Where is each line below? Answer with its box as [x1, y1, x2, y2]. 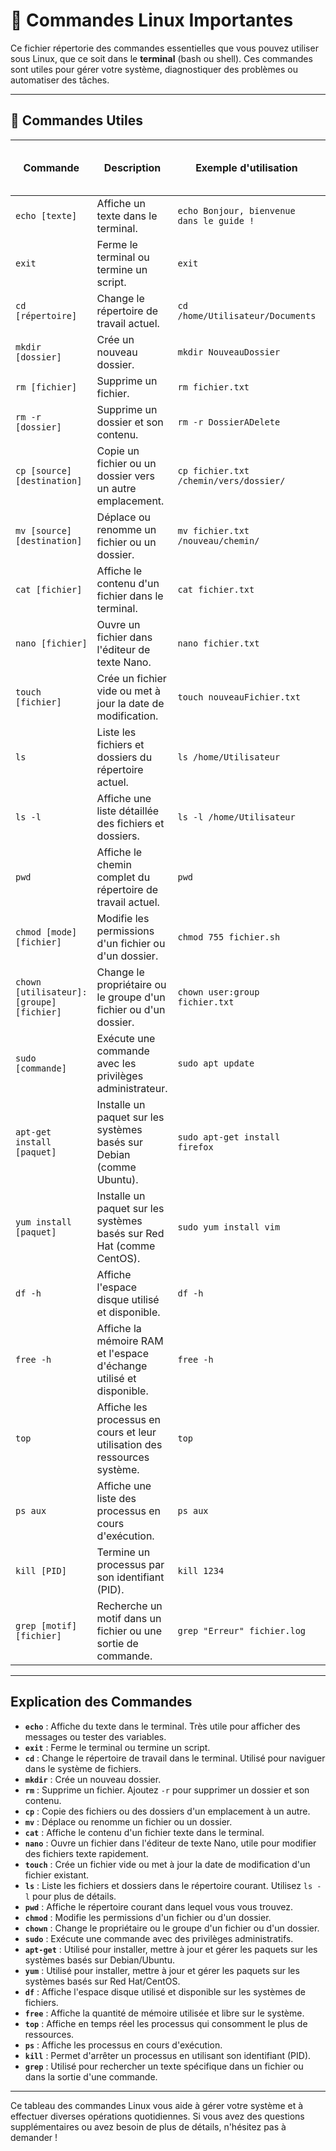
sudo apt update [177, 1057, 255, 1069]
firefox [177, 1141, 214, 1153]
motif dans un [96, 1611, 162, 1625]
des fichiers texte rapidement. [24, 1847, 149, 1859]
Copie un [96, 444, 140, 458]
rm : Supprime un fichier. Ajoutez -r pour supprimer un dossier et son [24, 1784, 310, 1796]
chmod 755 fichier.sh [177, 931, 281, 943]
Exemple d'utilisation [195, 160, 298, 174]
